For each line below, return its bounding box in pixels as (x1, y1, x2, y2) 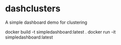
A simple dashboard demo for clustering (5, 19, 88, 25)
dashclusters (5, 3, 60, 14)
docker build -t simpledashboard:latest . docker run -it (5, 29, 116, 35)
